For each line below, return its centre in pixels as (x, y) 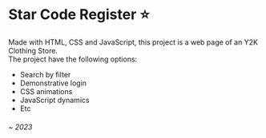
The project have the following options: (73, 59)
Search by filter (45, 74)
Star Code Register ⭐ (79, 15)
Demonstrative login (53, 83)
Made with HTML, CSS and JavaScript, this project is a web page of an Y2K (133, 42)
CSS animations (46, 91)
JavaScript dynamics (54, 100)
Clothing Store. (33, 50)
